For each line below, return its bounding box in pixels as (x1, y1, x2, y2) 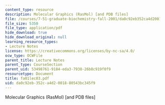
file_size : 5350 (5, 21, 38, 26)
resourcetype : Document (5, 71, 54, 76)
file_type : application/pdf (5, 26, 63, 31)
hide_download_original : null (5, 35, 67, 40)
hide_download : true (5, 30, 48, 35)
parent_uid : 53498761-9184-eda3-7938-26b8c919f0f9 (5, 67, 111, 72)
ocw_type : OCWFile (5, 53, 43, 58)
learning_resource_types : (5, 39, 58, 44)
